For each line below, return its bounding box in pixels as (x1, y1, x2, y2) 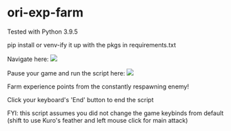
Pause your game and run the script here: (7, 69, 125, 77)
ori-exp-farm (7, 5, 84, 21)
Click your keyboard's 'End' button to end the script (7, 95, 154, 104)
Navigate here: (7, 55, 50, 63)
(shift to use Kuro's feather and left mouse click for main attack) (7, 116, 188, 124)
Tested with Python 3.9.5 (7, 27, 78, 36)
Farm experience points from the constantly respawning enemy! (7, 82, 190, 91)
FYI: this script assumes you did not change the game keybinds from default (7, 108, 224, 117)
